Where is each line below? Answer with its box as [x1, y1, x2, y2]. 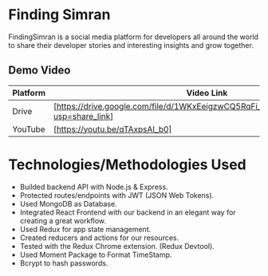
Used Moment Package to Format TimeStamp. [19, 250, 172, 259]
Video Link [186, 87, 228, 98]
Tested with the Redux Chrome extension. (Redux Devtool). [19, 241, 215, 250]
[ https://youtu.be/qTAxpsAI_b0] [53, 124, 172, 135]
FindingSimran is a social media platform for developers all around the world [8, 32, 259, 41]
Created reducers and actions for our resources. [19, 233, 179, 242]
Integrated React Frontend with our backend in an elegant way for [19, 207, 237, 217]
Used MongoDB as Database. [19, 199, 117, 208]
